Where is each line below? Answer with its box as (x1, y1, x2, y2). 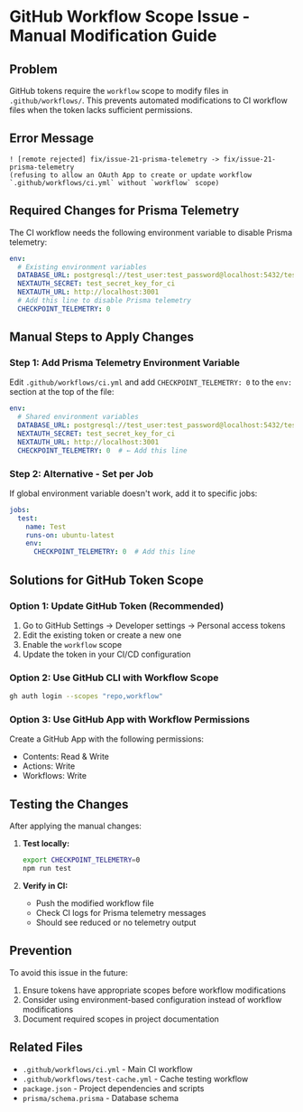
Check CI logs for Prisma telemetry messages (35, 907, 207, 918)
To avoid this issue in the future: (9, 967, 129, 977)
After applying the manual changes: (9, 820, 142, 832)
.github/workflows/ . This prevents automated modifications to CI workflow (9, 95, 289, 106)
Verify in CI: (22, 880, 69, 891)
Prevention (9, 943, 72, 958)
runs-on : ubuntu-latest (25, 530, 115, 539)
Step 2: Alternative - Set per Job (9, 467, 153, 480)
